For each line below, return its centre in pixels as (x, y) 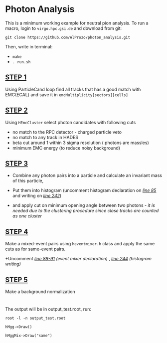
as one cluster (27, 216)
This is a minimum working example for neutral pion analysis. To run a (77, 23)
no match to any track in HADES (45, 137)
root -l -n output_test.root (35, 318)
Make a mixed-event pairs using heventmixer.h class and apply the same (80, 244)
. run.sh (21, 62)
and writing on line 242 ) (37, 196)
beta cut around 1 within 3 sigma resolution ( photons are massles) (81, 143)
